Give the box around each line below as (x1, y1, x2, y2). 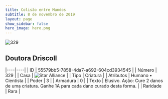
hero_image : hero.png (5, 26, 51, 31)
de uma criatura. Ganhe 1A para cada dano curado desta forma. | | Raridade (5, 83, 162, 89)
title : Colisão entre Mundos (5, 7, 66, 12)
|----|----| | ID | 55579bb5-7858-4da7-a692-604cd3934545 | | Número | (5, 67, 157, 73)
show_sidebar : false (5, 21, 49, 26)
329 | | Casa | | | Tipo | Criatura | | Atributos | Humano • (5, 72, 152, 78)
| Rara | (5, 88, 21, 94)
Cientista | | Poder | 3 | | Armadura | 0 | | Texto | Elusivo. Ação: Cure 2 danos (5, 78, 163, 84)
